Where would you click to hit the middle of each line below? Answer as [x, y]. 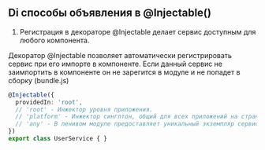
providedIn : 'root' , [49, 102]
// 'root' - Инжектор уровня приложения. [84, 109]
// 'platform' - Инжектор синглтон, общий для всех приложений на [127, 117]
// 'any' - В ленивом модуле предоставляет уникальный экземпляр [125, 124]
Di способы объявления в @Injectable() [110, 13]
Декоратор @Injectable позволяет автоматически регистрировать [120, 55]
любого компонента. [54, 40]
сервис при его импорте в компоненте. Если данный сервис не [116, 64]
